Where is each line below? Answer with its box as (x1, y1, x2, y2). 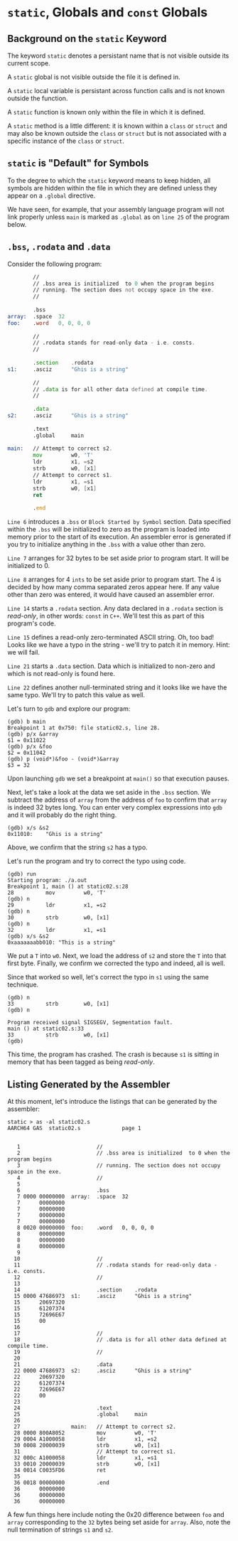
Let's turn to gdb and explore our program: (7, 704, 131, 713)
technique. (7, 980, 39, 989)
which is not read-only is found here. (7, 670, 115, 678)
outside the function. (7, 94, 68, 102)
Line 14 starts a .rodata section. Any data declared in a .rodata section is (7, 604, 224, 613)
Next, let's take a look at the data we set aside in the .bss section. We (7, 788, 211, 797)
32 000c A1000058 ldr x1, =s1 (13, 1454, 158, 1461)
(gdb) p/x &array (7, 731, 59, 738)
